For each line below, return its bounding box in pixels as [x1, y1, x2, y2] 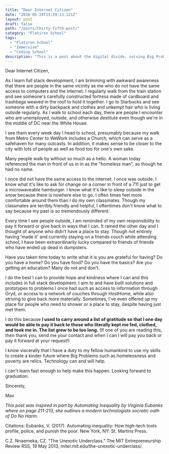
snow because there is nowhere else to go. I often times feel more [5, 192, 142, 198]
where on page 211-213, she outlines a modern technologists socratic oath [5, 408, 160, 414]
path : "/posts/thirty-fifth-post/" [5, 26, 80, 31]
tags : [5, 36, 17, 41]
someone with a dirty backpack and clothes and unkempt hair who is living [5, 104, 160, 110]
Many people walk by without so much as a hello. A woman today [5, 156, 141, 162]
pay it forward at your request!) [5, 337, 70, 344]
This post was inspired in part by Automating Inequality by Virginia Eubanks [5, 402, 163, 408]
